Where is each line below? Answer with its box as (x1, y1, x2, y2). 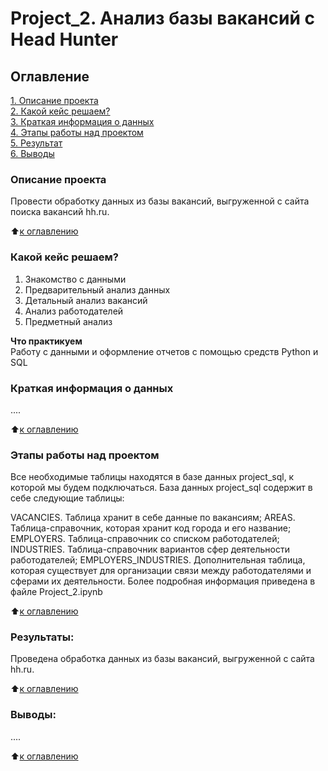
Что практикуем (10, 335, 83, 347)
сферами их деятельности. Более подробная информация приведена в (10, 575, 316, 587)
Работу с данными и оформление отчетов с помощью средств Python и (10, 345, 319, 357)
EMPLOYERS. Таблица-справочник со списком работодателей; (10, 533, 280, 545)
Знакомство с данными (24, 273, 127, 285)
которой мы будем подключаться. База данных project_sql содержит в (10, 482, 313, 494)
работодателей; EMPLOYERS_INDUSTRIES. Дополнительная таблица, (10, 554, 306, 566)
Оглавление (10, 68, 90, 85)
